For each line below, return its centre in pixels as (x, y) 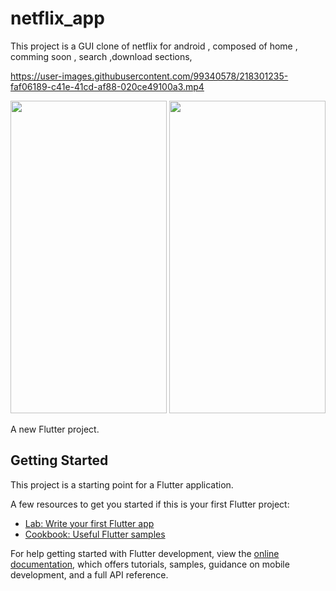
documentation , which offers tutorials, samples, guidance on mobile (150, 564)
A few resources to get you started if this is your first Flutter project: (150, 504)
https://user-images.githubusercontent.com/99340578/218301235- (149, 76)
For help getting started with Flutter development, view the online (145, 553)
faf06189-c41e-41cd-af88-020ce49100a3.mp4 (107, 86)
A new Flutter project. (55, 429)
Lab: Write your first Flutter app (89, 523)
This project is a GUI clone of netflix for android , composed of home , (154, 46)
